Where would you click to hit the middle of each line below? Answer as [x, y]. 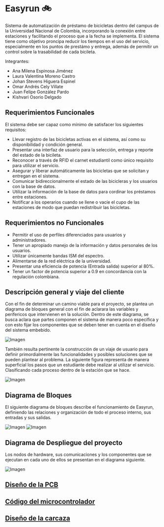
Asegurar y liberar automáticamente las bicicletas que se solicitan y [81, 171]
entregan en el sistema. [36, 176]
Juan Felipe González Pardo [41, 92]
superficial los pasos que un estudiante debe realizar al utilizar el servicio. [80, 365]
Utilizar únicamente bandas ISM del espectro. [58, 255]
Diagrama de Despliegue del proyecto [64, 442]
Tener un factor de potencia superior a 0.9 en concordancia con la [79, 271]
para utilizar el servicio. [36, 165]
